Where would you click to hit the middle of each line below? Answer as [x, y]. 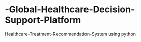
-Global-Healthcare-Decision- [70, 9]
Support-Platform [43, 20]
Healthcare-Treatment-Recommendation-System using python [70, 34]
